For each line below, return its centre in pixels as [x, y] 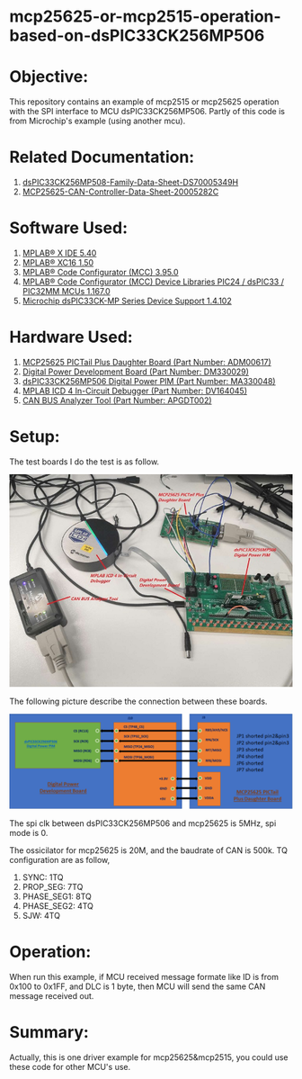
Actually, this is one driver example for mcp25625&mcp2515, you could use [149, 1057]
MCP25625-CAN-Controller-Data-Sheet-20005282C [120, 192]
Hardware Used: [71, 337]
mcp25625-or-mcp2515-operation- [145, 17]
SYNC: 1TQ [43, 877]
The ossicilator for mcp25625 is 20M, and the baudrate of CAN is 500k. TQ [148, 850]
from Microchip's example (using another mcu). [98, 121]
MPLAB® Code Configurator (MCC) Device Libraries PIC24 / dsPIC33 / [153, 282]
